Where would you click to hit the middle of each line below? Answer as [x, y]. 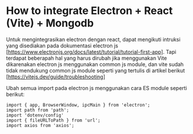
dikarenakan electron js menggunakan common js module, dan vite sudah [95, 64]
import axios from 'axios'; [40, 125]
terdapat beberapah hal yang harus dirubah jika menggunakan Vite [87, 58]
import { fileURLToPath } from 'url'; [53, 120]
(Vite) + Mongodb [50, 23]
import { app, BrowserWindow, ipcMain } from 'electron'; [78, 105]
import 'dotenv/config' [35, 115]
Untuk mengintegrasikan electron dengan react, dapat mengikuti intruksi [93, 39]
